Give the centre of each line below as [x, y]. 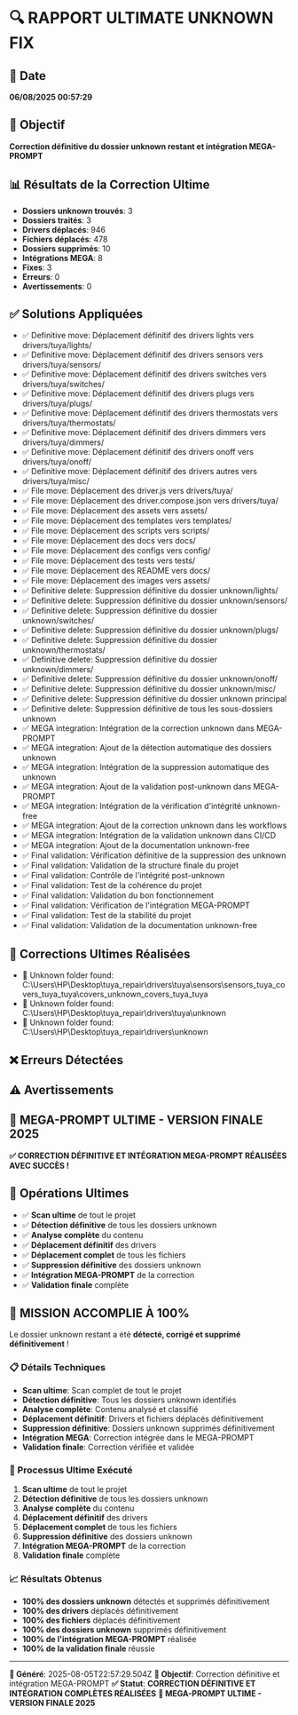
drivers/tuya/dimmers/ [63, 442]
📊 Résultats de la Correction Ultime [110, 185]
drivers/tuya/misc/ [56, 481]
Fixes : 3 [37, 267]
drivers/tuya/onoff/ [56, 462]
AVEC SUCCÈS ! [39, 1165]
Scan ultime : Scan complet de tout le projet [102, 1390]
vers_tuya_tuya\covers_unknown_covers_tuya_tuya [115, 994]
